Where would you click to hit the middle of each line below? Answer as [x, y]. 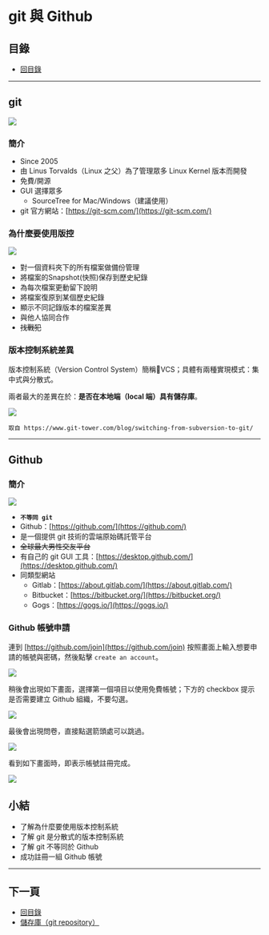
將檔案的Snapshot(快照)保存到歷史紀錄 [84, 278]
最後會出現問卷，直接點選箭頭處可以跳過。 [78, 731]
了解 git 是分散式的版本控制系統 [72, 837]
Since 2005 [39, 162]
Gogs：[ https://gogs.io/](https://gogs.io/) [100, 605]
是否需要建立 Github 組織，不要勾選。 [70, 699]
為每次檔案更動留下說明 [58, 287]
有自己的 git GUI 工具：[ [59, 556]
